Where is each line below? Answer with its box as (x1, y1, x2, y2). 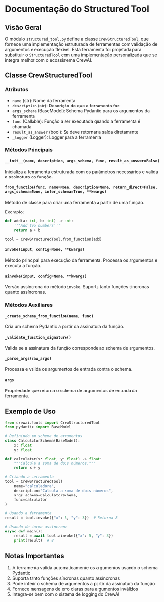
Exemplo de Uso (5, 407, 56, 416)
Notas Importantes (5, 552, 64, 560)
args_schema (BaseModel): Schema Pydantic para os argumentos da (12, 107, 150, 114)
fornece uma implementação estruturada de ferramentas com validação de (5, 41, 158, 47)
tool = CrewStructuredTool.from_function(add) (5, 237, 102, 242)
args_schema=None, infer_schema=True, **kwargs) (5, 189, 107, 194)
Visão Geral (5, 23, 42, 32)
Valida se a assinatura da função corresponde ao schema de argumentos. (5, 345, 155, 351)
